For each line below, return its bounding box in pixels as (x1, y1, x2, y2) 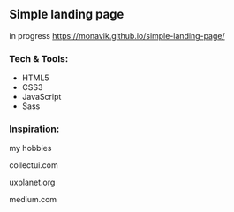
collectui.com (9, 160, 59, 170)
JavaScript (21, 92, 62, 102)
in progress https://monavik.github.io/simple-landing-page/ (9, 30, 225, 41)
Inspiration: (9, 123, 60, 135)
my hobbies (9, 143, 52, 154)
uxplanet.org (9, 177, 56, 188)
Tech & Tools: (9, 52, 69, 64)
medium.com (9, 194, 57, 205)
